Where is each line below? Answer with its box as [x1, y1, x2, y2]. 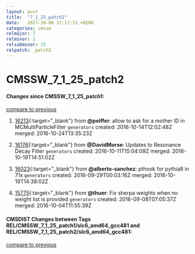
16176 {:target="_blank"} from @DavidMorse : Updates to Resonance [14, 142, 181, 149]
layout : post [6, 8, 38, 15]
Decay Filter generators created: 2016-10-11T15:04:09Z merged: [14, 147, 171, 155]
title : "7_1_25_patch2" [6, 14, 67, 20]
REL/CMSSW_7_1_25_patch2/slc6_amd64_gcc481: [6, 228, 132, 235]
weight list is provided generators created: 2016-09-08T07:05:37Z [14, 196, 177, 203]
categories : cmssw [6, 25, 51, 31]
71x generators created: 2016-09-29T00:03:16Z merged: [14, 172, 152, 179]
